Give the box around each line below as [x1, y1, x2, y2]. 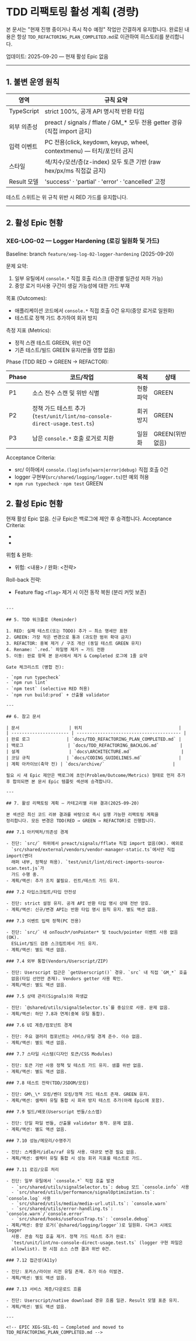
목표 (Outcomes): [6, 295, 47, 302]
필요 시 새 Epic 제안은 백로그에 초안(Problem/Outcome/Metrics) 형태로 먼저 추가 [6, 773, 185, 779]
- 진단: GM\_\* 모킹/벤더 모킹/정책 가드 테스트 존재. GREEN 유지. [6, 1092, 150, 1098]
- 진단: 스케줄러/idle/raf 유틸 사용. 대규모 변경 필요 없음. [6, 1149, 137, 1156]
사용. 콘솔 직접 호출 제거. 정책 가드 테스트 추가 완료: [11, 1234, 127, 1240]
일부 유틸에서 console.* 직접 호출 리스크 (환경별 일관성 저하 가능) [14, 275, 163, 282]
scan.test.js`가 [6, 865, 45, 872]
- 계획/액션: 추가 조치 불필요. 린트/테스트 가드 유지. [6, 878, 120, 884]
